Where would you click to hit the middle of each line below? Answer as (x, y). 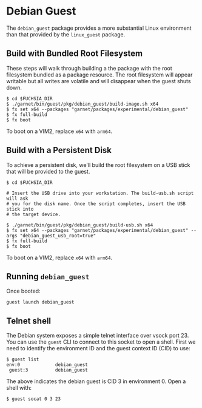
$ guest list (23, 359)
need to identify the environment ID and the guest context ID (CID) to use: (99, 348)
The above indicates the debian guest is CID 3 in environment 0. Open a (96, 381)
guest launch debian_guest (40, 302)
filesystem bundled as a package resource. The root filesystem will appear (99, 75)
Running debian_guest (48, 277)
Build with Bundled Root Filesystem (75, 54)
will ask (17, 199)
